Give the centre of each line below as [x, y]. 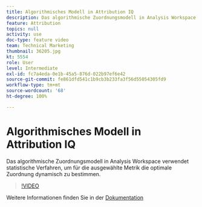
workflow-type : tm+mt [34, 85]
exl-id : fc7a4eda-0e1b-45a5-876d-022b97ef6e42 [66, 74]
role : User [20, 62]
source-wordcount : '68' [36, 91]
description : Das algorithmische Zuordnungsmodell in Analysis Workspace [101, 18]
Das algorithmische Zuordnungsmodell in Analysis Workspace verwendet [98, 161]
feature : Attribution [34, 23]
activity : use [24, 34]
